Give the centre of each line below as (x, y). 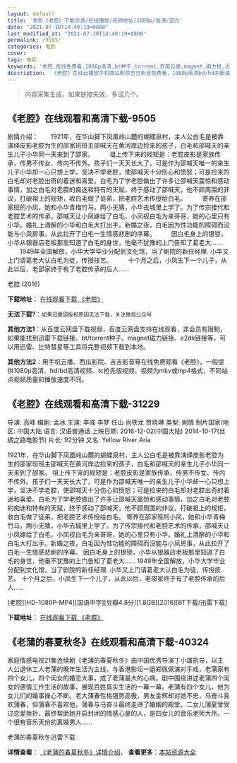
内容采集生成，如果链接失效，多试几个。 (83, 94)
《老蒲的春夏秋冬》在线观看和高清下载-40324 (108, 642)
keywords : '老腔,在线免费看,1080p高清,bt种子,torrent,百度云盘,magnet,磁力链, (116, 66)
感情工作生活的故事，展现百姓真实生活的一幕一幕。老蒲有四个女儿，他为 (124, 687)
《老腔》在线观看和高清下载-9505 (82, 118)
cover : (17, 54)
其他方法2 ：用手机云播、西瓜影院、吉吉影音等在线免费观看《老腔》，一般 (113, 362)
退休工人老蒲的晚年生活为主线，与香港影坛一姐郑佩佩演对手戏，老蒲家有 (124, 669)
